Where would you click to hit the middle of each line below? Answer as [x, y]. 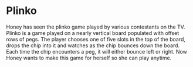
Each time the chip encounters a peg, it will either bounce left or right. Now [97, 51]
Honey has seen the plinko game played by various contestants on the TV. [96, 27]
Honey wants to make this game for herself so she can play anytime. [89, 58]
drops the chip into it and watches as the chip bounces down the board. [93, 45]
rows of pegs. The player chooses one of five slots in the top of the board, [96, 39]
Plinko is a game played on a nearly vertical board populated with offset [93, 33]
